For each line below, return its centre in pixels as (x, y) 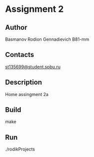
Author (16, 27)
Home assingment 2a (27, 94)
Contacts (20, 55)
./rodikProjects (20, 149)
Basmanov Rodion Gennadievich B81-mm (47, 39)
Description (23, 82)
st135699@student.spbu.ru (33, 67)
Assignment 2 (34, 9)
